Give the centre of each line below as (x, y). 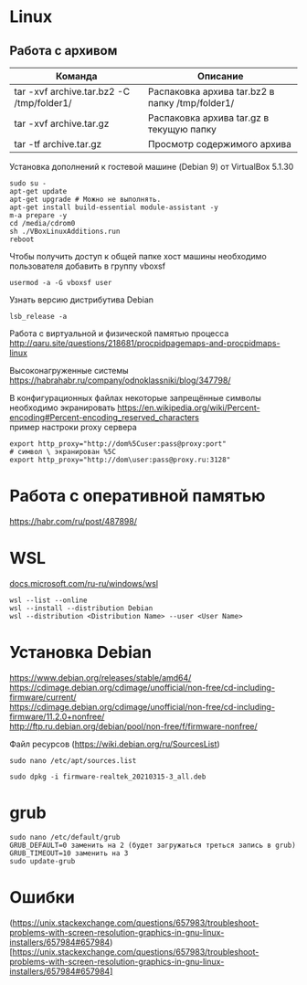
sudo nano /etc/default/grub (65, 837)
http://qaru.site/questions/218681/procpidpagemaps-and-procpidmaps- (145, 343)
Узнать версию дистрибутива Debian (81, 300)
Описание (221, 76)
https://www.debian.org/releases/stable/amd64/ (101, 677)
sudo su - (28, 184)
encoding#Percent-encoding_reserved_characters (104, 417)
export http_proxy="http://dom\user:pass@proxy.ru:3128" (120, 460)
